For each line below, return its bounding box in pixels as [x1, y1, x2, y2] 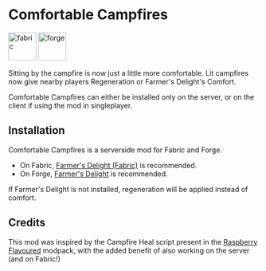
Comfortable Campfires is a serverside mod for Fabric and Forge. [8, 145, 223, 155]
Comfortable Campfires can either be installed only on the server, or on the [8, 92, 255, 101]
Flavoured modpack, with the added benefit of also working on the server [8, 245, 250, 255]
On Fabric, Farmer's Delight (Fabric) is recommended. [19, 160, 198, 170]
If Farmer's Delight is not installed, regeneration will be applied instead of [8, 184, 248, 194]
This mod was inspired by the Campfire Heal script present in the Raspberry [8, 237, 258, 246]
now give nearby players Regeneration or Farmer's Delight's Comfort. [8, 77, 237, 86]
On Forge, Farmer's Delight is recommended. [19, 169, 169, 179]
